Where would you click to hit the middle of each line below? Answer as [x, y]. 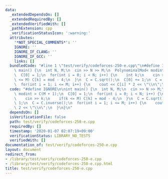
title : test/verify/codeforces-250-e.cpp [49, 168]
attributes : [22, 38]
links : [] [24, 61]
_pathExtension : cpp [31, 29]
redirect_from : [21, 154]
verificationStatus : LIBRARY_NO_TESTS [50, 136]
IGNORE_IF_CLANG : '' [35, 52]
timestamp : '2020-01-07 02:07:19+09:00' [52, 131]
